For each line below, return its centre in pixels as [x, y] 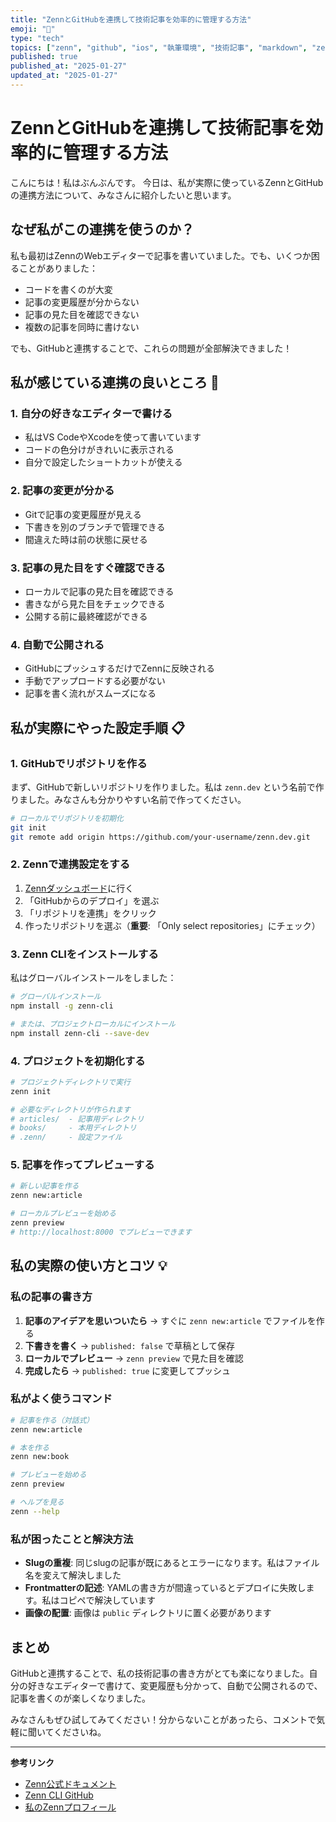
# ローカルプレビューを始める [63, 1214]
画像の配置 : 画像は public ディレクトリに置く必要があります [148, 1613]
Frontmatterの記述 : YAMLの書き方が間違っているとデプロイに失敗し [165, 1588]
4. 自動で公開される [57, 644]
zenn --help [35, 1511]
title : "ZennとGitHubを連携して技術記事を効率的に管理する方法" [131, 19]
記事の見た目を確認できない [82, 314]
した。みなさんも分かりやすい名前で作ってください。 [137, 799]
